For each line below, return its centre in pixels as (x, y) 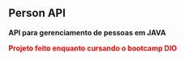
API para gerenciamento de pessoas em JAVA (87, 32)
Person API (37, 13)
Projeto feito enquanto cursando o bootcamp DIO (92, 48)
